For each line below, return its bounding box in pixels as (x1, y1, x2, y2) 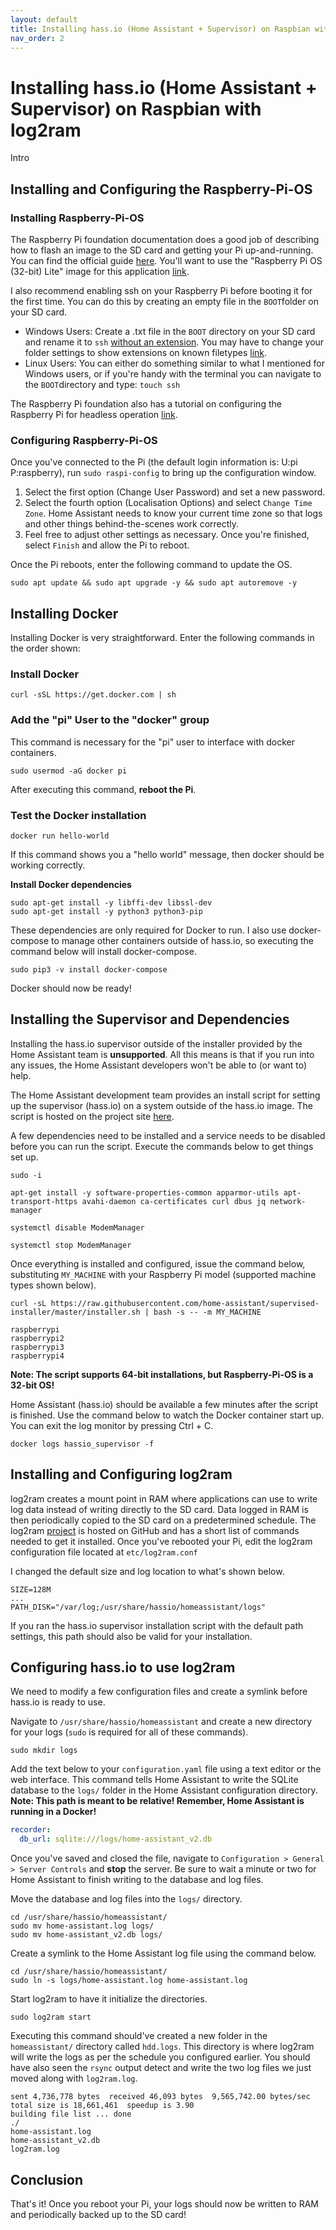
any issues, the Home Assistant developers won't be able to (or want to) (10, 1059, 308, 1071)
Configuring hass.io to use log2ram (10, 1659, 236, 1676)
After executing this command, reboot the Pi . (10, 783, 197, 795)
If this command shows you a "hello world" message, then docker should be (10, 849, 325, 860)
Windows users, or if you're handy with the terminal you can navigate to (24, 368, 322, 380)
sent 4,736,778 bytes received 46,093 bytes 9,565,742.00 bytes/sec (10, 2092, 311, 2102)
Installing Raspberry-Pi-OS (10, 211, 145, 225)
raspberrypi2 (10, 1333, 65, 1343)
